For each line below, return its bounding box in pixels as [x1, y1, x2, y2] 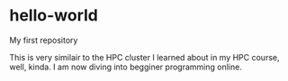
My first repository [9, 35, 78, 45]
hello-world [9, 5, 99, 26]
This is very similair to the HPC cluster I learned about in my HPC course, [9, 52, 281, 62]
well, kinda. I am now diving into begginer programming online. [9, 61, 243, 72]
